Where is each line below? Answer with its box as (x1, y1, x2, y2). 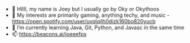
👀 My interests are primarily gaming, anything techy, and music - (11, 12, 170, 19)
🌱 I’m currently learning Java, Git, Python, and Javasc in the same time (11, 24, 185, 31)
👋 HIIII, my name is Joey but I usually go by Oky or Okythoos (11, 6, 160, 12)
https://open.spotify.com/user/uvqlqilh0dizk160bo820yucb (11, 18, 156, 24)
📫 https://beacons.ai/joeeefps (11, 31, 87, 37)
